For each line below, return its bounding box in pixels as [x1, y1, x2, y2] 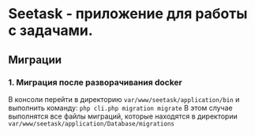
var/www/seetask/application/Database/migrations [8, 119, 175, 127]
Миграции [8, 53, 62, 66]
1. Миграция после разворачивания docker [8, 77, 183, 88]
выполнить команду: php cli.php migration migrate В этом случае [8, 103, 233, 112]
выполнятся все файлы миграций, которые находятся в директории [8, 111, 238, 121]
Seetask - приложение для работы [8, 5, 248, 23]
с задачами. [8, 21, 93, 40]
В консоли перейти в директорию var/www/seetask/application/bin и [8, 94, 240, 104]
